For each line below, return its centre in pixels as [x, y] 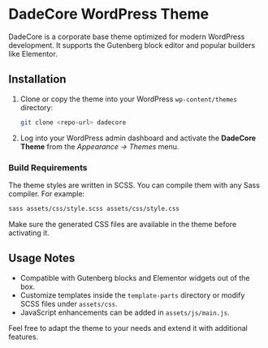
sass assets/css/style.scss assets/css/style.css [94, 208]
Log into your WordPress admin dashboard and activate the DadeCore [138, 138]
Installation [37, 79]
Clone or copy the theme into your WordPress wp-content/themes [129, 99]
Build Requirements [48, 167]
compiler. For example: [47, 193]
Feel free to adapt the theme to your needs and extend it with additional [128, 328]
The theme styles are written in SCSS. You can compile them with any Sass [134, 185]
